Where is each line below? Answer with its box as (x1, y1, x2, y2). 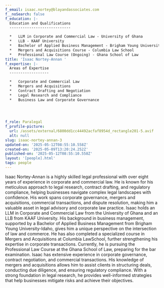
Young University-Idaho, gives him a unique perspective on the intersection (5, 226, 157, 231)
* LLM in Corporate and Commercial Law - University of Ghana (9, 34, 143, 39)
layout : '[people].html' (5, 156, 56, 161)
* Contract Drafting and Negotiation (9, 88, 91, 93)
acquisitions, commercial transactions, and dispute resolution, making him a (5, 200, 158, 206)
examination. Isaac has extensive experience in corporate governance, (5, 251, 147, 257)
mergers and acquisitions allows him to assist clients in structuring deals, (5, 262, 152, 267)
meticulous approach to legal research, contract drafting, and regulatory (5, 184, 150, 190)
